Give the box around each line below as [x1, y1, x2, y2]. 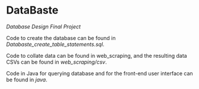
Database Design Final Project [6, 23, 81, 30]
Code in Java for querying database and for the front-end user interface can [6, 70, 193, 77]
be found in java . [6, 76, 48, 83]
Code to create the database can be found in [6, 34, 116, 41]
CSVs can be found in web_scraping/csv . [6, 58, 107, 65]
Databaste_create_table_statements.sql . [6, 41, 105, 48]
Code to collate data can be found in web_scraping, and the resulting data [6, 52, 187, 59]
